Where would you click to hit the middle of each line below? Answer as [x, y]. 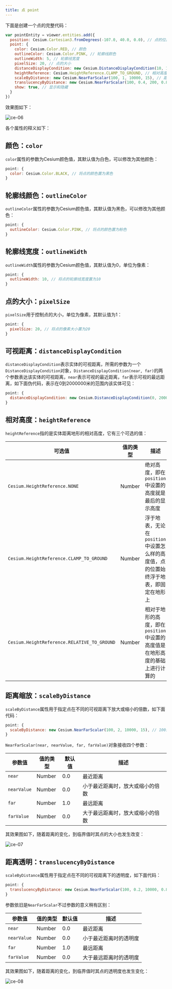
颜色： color [24, 146]
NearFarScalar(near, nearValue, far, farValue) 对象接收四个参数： [77, 745]
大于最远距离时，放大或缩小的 [119, 813]
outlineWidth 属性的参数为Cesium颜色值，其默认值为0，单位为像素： [78, 265]
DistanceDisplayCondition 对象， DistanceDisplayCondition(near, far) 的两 [84, 371]
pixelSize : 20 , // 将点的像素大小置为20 [50, 329]
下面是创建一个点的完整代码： [37, 25]
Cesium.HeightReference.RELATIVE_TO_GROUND [62, 642]
